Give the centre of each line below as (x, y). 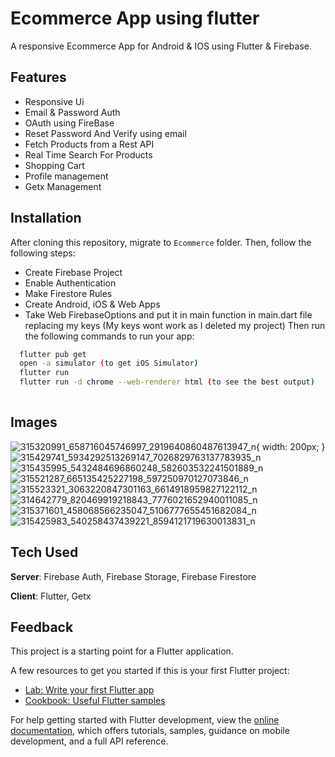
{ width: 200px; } (290, 446)
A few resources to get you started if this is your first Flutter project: (150, 671)
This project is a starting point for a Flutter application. (122, 651)
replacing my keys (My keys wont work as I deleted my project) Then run (175, 325)
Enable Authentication (70, 283)
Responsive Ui (54, 101)
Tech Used (44, 552)
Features (38, 77)
